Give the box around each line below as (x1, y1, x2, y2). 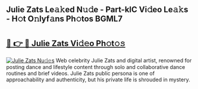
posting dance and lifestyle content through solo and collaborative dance (6, 64, 186, 70)
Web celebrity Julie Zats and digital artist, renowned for (55, 57, 192, 64)
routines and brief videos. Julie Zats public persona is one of (6, 70, 155, 77)
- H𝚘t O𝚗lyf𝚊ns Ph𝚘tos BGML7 (6, 14, 123, 24)
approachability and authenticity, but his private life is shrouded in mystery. (6, 76, 190, 83)
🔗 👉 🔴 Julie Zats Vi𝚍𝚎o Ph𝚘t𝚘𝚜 (6, 38, 126, 48)
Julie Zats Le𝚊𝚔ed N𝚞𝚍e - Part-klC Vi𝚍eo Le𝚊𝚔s (6, 5, 188, 15)
